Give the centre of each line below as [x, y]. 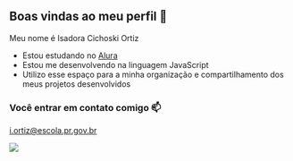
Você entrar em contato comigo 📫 [85, 107]
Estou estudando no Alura [70, 55]
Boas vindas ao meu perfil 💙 [88, 17]
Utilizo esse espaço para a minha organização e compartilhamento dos [153, 74]
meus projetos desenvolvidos [76, 84]
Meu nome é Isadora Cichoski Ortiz [74, 38]
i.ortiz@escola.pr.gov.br [53, 131]
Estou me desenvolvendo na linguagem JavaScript [115, 64]
